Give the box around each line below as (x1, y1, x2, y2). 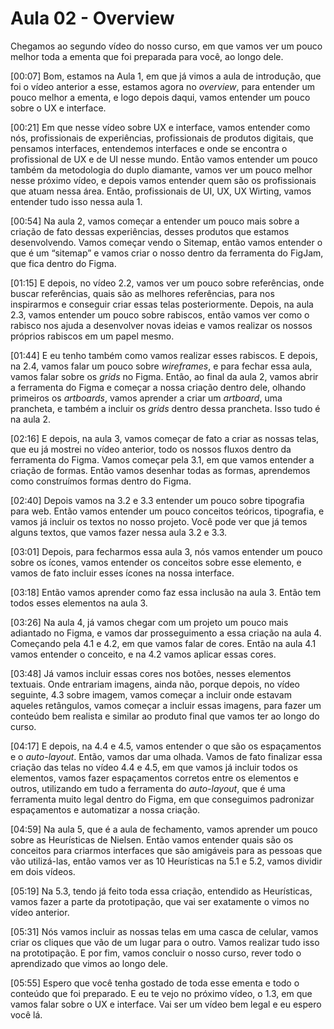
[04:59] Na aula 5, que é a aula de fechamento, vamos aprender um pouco (10, 823, 318, 835)
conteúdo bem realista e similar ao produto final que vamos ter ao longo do (10, 710, 320, 722)
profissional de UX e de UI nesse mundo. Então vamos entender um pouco (10, 153, 318, 165)
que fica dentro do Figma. (10, 257, 117, 269)
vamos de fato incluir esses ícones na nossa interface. (10, 567, 235, 579)
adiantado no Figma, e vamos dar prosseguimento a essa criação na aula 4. (10, 627, 322, 639)
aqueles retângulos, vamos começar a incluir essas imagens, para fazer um (10, 699, 322, 711)
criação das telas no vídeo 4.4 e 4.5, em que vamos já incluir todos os (10, 761, 298, 773)
